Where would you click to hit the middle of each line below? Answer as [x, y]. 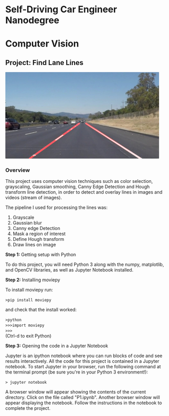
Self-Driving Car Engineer [61, 9]
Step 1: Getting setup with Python [41, 255]
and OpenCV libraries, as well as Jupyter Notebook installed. [69, 270]
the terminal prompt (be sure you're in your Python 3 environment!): [77, 372]
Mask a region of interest [39, 234]
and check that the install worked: [41, 310]
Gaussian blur [27, 223]
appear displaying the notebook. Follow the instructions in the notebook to [84, 403]
